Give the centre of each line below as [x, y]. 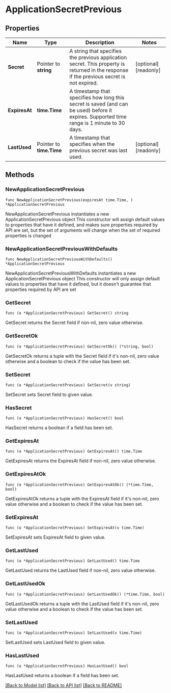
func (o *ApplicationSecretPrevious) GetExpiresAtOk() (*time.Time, [79, 485]
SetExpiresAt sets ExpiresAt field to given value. [55, 537]
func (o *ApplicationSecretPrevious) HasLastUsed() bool [67, 666]
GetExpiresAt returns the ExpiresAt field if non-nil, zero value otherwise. [81, 461]
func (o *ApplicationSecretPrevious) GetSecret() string [67, 313]
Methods [20, 175]
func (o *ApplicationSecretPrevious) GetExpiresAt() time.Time [74, 451]
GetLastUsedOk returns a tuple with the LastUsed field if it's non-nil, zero [82, 604]
